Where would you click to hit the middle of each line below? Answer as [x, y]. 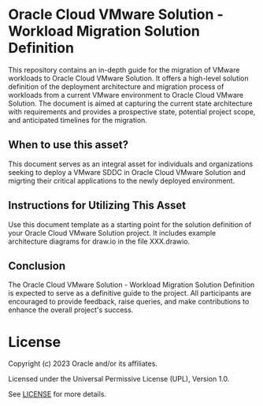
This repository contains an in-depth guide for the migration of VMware [124, 69]
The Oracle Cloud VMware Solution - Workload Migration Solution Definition [131, 285]
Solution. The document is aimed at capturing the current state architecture [131, 103]
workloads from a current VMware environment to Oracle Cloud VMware [126, 95]
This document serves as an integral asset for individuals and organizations [131, 164]
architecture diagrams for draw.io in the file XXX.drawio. [99, 241]
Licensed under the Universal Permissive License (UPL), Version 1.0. [119, 379]
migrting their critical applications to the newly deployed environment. [122, 181]
